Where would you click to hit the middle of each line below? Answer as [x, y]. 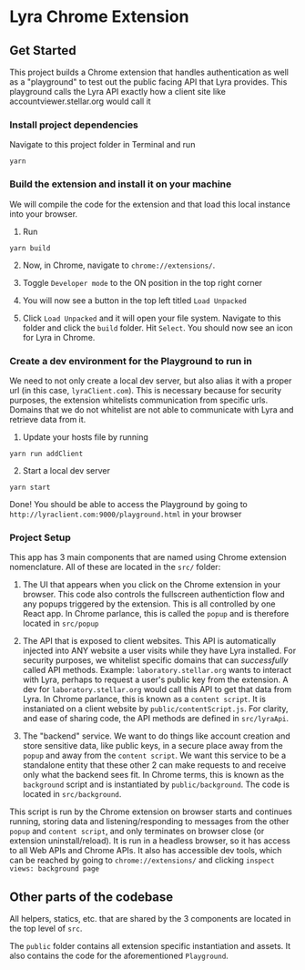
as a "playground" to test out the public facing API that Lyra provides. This [148, 82]
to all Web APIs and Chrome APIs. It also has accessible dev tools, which [146, 851]
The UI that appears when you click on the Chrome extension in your [152, 585]
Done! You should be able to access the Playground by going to [129, 504]
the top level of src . [46, 928]
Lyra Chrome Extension [99, 17]
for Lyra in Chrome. [59, 337]
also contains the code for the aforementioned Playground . [119, 955]
